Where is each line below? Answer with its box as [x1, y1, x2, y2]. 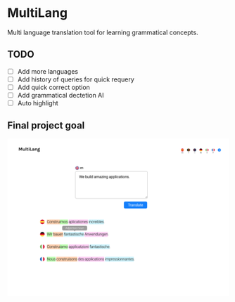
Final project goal [7, 119, 85, 131]
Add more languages [17, 67, 79, 75]
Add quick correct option [17, 83, 90, 91]
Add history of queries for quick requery [17, 75, 135, 84]
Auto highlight [17, 99, 58, 107]
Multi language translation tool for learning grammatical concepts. [7, 28, 198, 37]
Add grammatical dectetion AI [17, 91, 104, 99]
